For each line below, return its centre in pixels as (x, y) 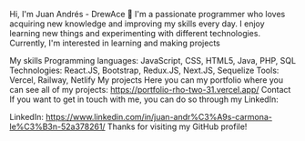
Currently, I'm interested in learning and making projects (115, 43)
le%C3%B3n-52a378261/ (58, 126)
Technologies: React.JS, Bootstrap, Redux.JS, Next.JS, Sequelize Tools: (144, 70)
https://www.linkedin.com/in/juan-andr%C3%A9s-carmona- (159, 117)
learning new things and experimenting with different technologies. (135, 33)
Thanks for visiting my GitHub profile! (178, 126)
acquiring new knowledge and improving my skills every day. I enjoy (137, 24)
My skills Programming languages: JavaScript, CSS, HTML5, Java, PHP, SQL (153, 60)
